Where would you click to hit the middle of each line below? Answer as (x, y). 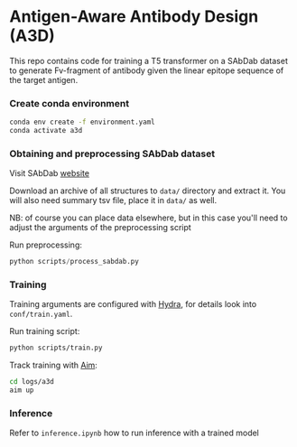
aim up (22, 390)
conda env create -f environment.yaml (82, 122)
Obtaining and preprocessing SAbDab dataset (112, 154)
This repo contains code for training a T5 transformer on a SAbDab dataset (149, 61)
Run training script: (45, 331)
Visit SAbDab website (50, 173)
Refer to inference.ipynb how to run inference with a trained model (135, 433)
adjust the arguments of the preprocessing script (100, 228)
